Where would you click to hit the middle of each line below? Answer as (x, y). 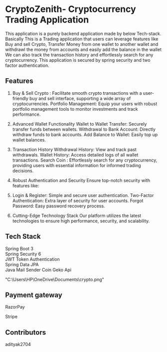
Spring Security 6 (23, 254)
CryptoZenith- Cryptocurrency (71, 9)
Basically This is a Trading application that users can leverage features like (82, 39)
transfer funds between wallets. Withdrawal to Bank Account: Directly (84, 129)
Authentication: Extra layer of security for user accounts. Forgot (78, 200)
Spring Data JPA (22, 264)
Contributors (26, 332)
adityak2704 (18, 345)
